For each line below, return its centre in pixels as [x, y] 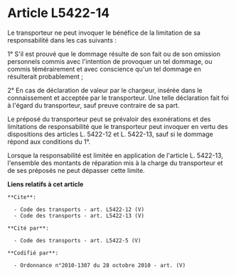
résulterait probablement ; [45, 77]
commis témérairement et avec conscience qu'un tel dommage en [104, 69]
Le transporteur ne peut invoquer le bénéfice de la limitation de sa [104, 33]
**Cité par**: [28, 228]
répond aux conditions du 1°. [49, 141]
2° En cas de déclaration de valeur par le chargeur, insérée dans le [105, 90]
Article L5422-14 [59, 13]
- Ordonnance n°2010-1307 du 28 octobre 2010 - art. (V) [100, 265]
